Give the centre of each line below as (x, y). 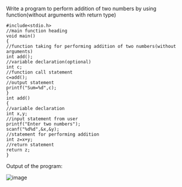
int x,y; (17, 114)
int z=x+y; (20, 140)
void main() (21, 36)
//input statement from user (42, 119)
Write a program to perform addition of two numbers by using (82, 9)
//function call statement (39, 72)
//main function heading (37, 31)
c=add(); (17, 78)
